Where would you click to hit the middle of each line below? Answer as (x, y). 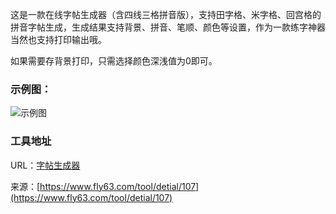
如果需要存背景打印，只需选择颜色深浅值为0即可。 (114, 61)
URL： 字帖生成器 (45, 165)
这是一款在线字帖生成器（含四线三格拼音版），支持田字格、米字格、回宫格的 (166, 14)
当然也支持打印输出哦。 (58, 39)
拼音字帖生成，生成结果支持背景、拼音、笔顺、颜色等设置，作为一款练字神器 (168, 27)
